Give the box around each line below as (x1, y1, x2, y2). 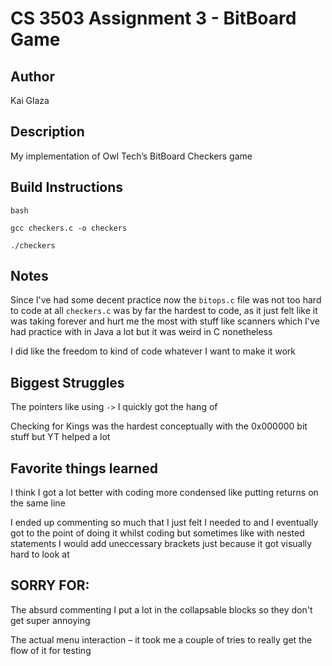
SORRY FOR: (10, 577, 90, 594)
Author (10, 68, 55, 85)
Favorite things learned (10, 460, 158, 477)
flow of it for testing (10, 644, 92, 656)
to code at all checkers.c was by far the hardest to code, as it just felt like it (10, 305, 318, 317)
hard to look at (10, 548, 70, 561)
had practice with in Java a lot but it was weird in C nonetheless (10, 326, 273, 338)
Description (10, 123, 85, 141)
